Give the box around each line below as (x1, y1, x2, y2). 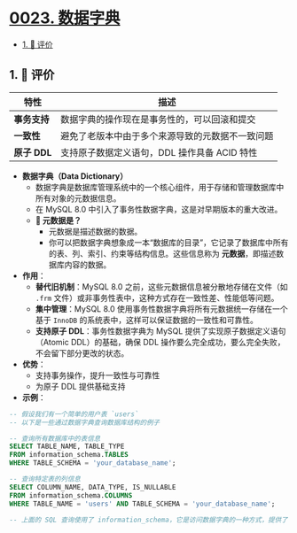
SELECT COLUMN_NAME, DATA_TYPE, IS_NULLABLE (9, 483, 176, 491)
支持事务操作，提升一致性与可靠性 (35, 369, 160, 381)
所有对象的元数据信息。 (35, 192, 121, 204)
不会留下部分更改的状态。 (35, 347, 129, 359)
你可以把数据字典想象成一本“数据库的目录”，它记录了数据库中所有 (48, 236, 289, 248)
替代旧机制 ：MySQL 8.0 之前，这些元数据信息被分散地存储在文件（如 (35, 281, 288, 292)
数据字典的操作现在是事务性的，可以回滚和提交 (60, 112, 256, 125)
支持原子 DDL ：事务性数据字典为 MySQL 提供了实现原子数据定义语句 (35, 325, 286, 336)
